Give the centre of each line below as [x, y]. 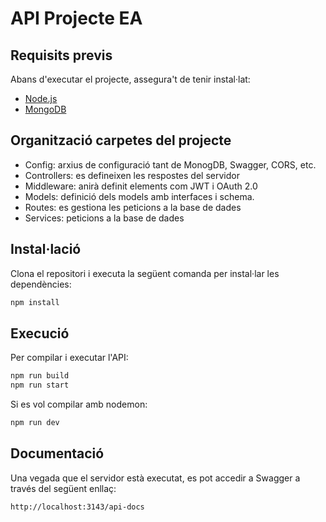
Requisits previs [61, 55]
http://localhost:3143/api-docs [77, 507]
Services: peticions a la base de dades [104, 218]
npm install [35, 302]
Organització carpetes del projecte [121, 140]
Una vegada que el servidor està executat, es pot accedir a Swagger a [155, 478]
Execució [40, 333]
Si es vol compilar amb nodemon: [79, 404]
